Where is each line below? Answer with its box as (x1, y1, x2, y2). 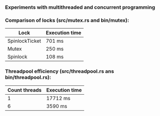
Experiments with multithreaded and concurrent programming (5, 4, 156, 11)
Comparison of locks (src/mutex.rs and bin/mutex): (5, 17, 129, 23)
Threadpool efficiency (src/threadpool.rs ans (5, 68, 114, 75)
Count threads (7, 86, 42, 93)
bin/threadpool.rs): (5, 74, 52, 81)
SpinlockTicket (7, 38, 41, 45)
